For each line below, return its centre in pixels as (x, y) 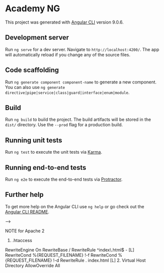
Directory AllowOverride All (33, 265)
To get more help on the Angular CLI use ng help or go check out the (75, 206)
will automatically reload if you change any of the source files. (68, 55)
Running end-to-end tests (46, 167)
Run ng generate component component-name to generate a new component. (81, 82)
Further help (25, 195)
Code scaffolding (32, 70)
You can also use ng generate (35, 87)
